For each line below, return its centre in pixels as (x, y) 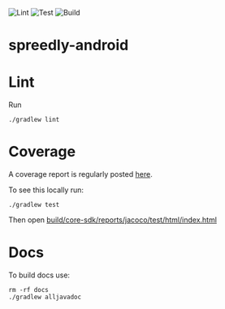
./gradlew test (34, 205)
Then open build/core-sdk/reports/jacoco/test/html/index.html (113, 220)
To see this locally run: (46, 190)
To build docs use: (39, 275)
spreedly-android (69, 45)
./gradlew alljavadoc (45, 297)
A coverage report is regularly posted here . (80, 174)
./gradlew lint (34, 120)
